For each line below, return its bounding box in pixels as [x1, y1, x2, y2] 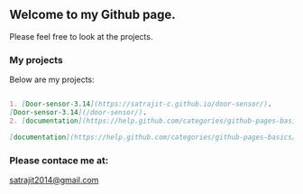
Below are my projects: [9, 74, 95, 85]
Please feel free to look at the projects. [9, 31, 153, 42]
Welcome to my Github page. [9, 7, 176, 23]
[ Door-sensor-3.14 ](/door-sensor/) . [9, 107, 147, 116]
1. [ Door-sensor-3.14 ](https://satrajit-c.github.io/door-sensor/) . [9, 99, 272, 109]
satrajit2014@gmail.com [9, 174, 99, 185]
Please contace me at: [9, 153, 109, 166]
